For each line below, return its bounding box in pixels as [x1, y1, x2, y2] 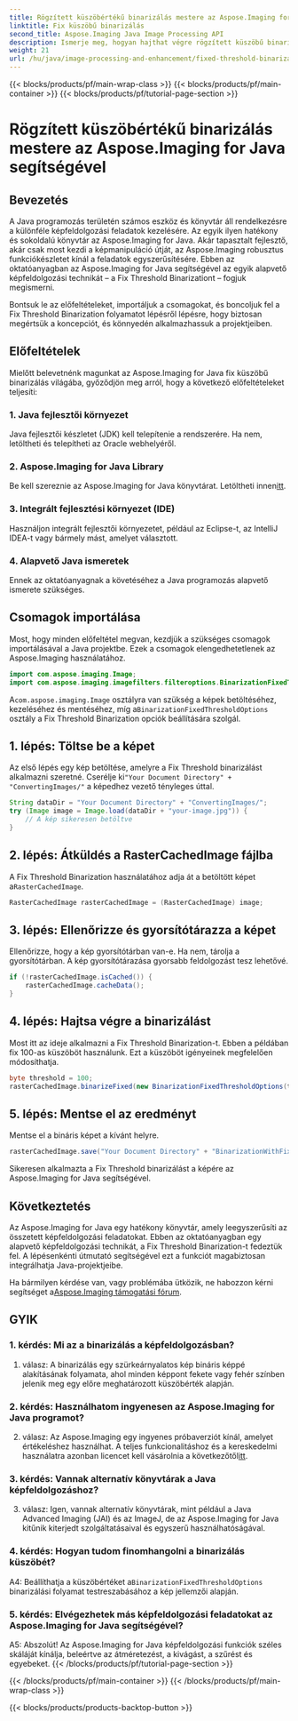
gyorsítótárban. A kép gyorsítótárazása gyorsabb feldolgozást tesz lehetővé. [9, 956, 288, 966]
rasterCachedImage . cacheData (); [25, 981, 145, 990]
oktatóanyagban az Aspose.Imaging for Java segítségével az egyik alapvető [9, 263, 287, 274]
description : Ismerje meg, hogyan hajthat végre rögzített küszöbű [9, 37, 264, 47]
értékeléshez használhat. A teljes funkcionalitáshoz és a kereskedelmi [21, 1441, 278, 1452]
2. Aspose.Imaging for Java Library [9, 460, 164, 473]
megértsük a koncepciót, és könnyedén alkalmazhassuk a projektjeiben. [9, 318, 273, 329]
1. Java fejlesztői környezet [9, 408, 129, 420]
